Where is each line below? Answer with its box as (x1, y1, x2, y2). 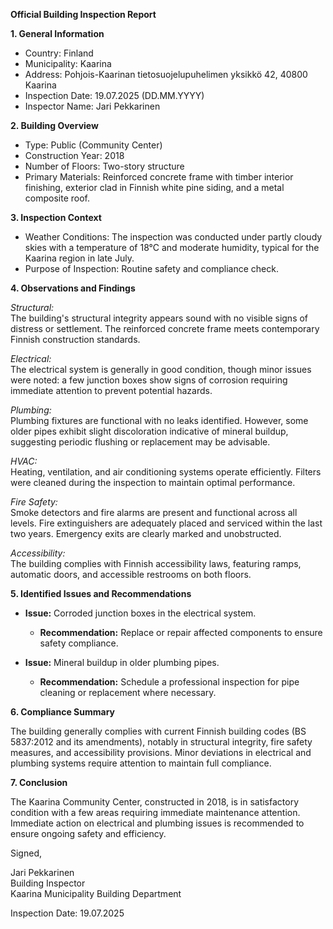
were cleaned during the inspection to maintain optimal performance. (10, 477, 296, 488)
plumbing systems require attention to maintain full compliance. (10, 757, 272, 769)
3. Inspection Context (10, 212, 102, 223)
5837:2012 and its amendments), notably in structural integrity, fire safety (10, 736, 313, 748)
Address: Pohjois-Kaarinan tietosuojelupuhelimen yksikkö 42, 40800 (24, 69, 308, 80)
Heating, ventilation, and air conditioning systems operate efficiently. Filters (10, 466, 322, 478)
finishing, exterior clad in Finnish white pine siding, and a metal (24, 182, 285, 193)
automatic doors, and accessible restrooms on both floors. (10, 569, 252, 580)
